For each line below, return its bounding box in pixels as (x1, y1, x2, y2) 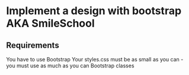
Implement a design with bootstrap (6, 4, 182, 18)
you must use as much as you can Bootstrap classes (6, 62, 134, 69)
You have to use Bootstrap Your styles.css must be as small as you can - (6, 56, 184, 63)
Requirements (6, 40, 59, 50)
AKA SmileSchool (6, 17, 95, 30)
